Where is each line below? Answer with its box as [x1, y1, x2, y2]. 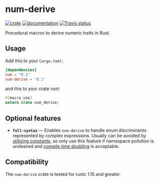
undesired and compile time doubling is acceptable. [12, 143, 120, 149]
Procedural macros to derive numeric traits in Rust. [5, 30, 110, 36]
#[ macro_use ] [5, 95, 33, 101]
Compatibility [5, 158, 49, 166]
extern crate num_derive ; [5, 100, 59, 105]
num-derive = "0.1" [5, 77, 46, 82]
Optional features [5, 114, 61, 122]
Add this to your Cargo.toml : [5, 58, 64, 64]
